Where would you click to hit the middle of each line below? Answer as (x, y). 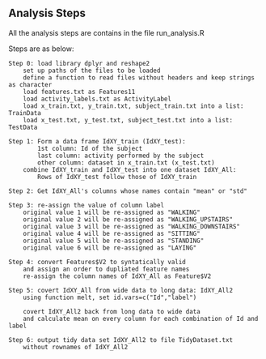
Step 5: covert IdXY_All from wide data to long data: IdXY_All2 (120, 290)
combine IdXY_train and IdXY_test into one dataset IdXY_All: (130, 169)
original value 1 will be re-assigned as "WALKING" (112, 212)
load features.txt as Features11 (79, 92)
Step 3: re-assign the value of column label (86, 205)
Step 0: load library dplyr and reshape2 (79, 63)
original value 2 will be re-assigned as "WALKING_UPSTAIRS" (128, 219)
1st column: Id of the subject (90, 148)
